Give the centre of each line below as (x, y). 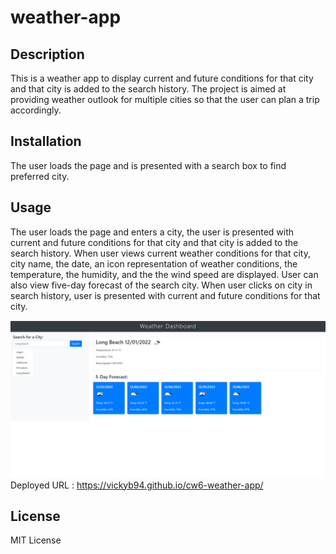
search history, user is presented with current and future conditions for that (165, 295)
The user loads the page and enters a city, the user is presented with (152, 232)
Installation (46, 141)
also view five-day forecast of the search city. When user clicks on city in (161, 285)
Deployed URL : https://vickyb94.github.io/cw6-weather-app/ (137, 485)
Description (47, 54)
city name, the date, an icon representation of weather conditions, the (154, 263)
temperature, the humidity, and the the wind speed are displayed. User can (164, 274)
